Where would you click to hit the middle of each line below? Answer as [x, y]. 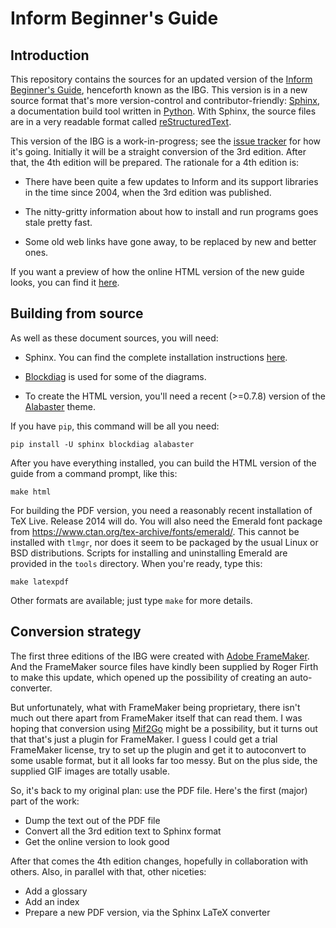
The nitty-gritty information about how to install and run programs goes [171, 211]
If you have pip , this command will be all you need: [115, 426]
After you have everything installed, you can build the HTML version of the [163, 463]
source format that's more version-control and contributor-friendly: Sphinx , [165, 100]
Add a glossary [56, 891]
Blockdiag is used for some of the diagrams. [115, 376]
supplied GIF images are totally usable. [90, 771]
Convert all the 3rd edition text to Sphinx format [123, 831]
